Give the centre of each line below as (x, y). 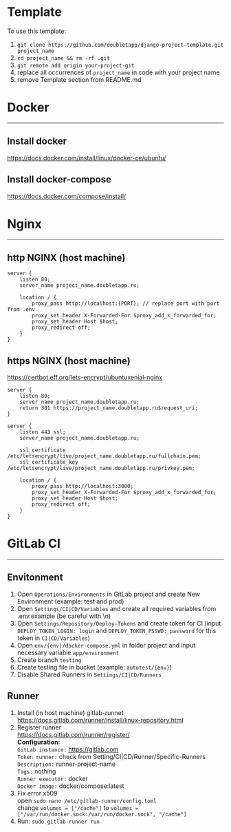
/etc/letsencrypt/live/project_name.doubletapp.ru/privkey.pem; (101, 469)
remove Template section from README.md (79, 79)
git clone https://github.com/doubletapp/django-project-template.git (120, 45)
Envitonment (35, 578)
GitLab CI (34, 544)
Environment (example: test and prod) (70, 601)
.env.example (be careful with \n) (64, 616)
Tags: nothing (36, 771)
